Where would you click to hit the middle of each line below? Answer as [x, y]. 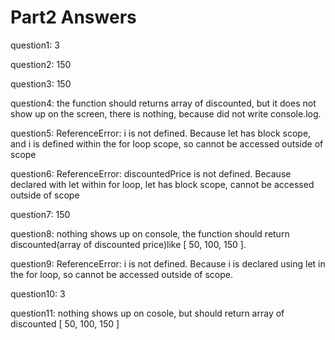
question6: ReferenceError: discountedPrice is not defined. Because [151, 173]
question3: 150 [41, 83]
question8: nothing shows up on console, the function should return [150, 233]
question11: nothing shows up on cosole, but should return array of [147, 313]
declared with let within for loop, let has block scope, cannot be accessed [162, 184]
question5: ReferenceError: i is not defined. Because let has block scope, [161, 133]
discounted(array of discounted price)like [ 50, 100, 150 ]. [128, 244]
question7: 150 [40, 214]
